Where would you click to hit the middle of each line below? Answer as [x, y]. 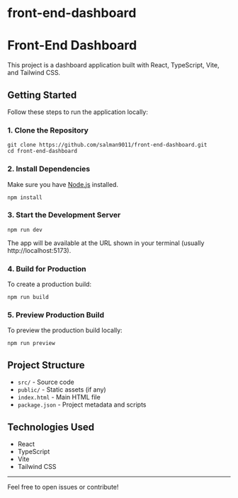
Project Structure [46, 365]
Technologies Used [51, 427]
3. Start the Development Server [64, 215]
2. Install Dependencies [49, 169]
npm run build [28, 298]
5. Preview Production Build [56, 315]
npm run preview [31, 344]
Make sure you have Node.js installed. [63, 184]
